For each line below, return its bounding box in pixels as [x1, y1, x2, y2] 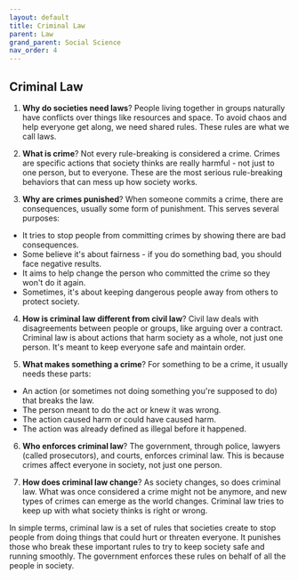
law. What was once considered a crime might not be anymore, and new [21, 486, 287, 496]
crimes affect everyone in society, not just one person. [21, 459, 222, 470]
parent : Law [9, 29, 53, 38]
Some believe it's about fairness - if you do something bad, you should [21, 248, 282, 259]
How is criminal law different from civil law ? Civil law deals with [21, 313, 260, 324]
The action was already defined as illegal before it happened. [21, 423, 247, 434]
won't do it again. [21, 277, 86, 287]
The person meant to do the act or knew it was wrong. [21, 404, 221, 415]
